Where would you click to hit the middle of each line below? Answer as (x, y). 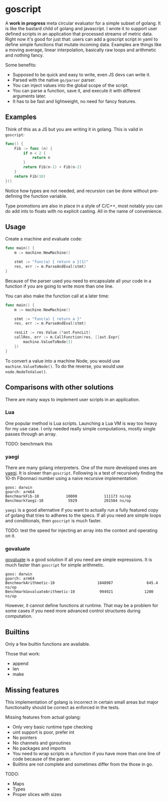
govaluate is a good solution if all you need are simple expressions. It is (79, 560)
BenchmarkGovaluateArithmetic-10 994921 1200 (79, 592)
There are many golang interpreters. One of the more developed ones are (81, 468)
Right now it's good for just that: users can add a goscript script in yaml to (81, 39)
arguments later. (29, 96)
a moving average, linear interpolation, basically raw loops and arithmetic (81, 50)
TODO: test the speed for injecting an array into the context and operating (81, 530)
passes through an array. (31, 434)
